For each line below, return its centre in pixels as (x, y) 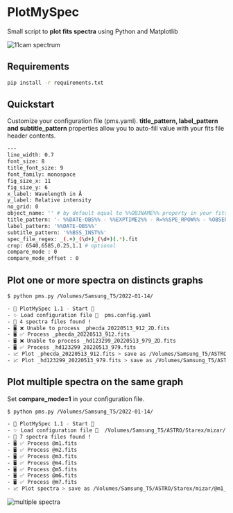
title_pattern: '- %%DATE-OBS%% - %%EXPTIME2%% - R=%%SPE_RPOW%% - (107, 220)
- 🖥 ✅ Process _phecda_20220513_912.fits (69, 334)
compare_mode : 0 (32, 252)
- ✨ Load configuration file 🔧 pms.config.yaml (79, 315)
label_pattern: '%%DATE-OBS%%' (52, 226)
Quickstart (31, 105)
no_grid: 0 (23, 207)
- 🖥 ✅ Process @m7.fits (42, 482)
